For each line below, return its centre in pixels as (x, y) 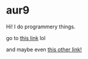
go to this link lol (26, 38)
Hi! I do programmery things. (41, 27)
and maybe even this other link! (44, 49)
